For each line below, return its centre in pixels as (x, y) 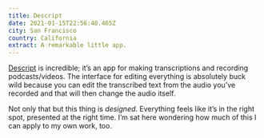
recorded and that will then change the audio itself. (92, 93)
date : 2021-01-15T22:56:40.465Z (62, 23)
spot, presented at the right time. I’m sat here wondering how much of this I (132, 117)
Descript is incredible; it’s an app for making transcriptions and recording (128, 68)
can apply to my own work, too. (60, 126)
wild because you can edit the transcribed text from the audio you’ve (122, 85)
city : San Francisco (43, 30)
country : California (43, 38)
